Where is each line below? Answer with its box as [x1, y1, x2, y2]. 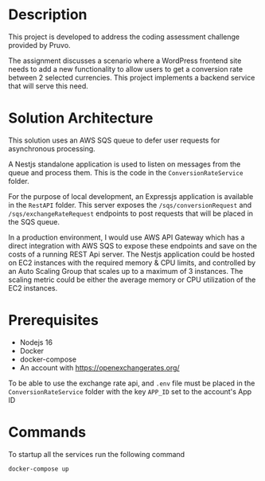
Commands [8, 424, 87, 441]
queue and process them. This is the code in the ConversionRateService [8, 167, 244, 177]
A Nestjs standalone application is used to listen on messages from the [8, 159, 241, 169]
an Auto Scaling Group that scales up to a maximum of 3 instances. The [8, 266, 244, 276]
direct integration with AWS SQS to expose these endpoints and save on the [8, 240, 257, 250]
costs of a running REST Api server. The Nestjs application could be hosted [8, 249, 255, 259]
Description [8, 6, 88, 24]
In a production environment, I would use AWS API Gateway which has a [8, 233, 245, 242]
